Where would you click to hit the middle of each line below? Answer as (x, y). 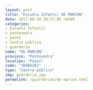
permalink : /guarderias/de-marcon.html (47, 79)
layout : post (19, 10)
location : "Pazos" (24, 61)
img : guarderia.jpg (25, 75)
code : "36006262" (23, 65)
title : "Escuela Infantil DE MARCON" (44, 14)
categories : (17, 24)
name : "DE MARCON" (24, 51)
